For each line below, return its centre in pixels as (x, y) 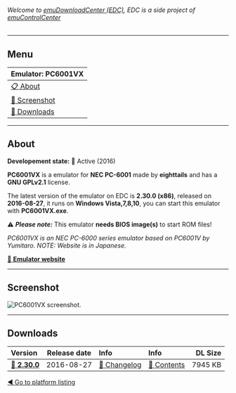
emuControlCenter (34, 17)
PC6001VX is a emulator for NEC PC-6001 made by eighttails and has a (112, 174)
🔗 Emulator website (36, 259)
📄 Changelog (120, 365)
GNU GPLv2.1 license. (39, 182)
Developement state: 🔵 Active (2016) (61, 161)
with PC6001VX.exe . (38, 210)
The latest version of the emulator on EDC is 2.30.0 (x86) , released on (110, 195)
